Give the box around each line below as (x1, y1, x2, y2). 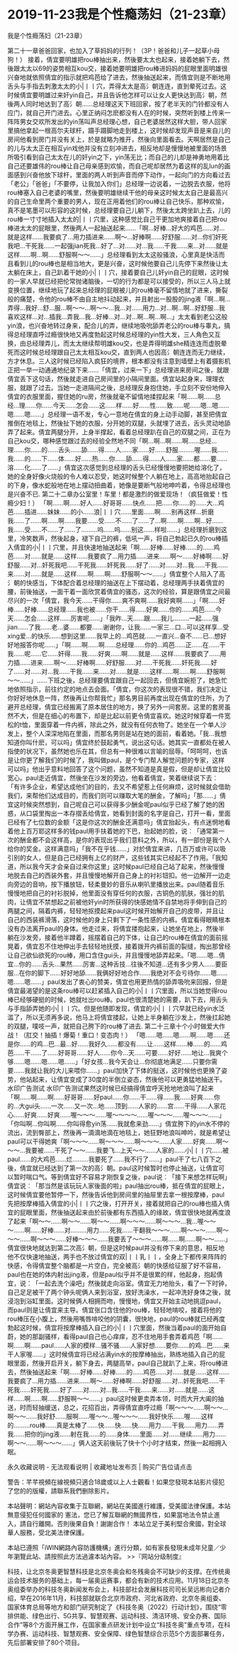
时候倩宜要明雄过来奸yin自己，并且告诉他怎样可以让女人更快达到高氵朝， (7, 90, 221, 99)
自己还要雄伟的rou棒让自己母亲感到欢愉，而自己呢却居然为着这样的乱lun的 (7, 161, 225, 170)
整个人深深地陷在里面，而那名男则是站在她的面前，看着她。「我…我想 (25, 729, 227, 738)
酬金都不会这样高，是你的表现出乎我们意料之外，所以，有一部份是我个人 (19, 835, 231, 844)
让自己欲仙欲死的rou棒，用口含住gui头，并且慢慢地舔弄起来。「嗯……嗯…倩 (7, 951, 225, 959)
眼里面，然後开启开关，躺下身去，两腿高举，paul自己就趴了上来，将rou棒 (7, 1359, 222, 1367)
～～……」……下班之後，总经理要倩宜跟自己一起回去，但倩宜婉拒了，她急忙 (7, 675, 228, 685)
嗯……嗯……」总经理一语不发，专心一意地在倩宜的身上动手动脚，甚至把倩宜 (7, 409, 228, 419)
